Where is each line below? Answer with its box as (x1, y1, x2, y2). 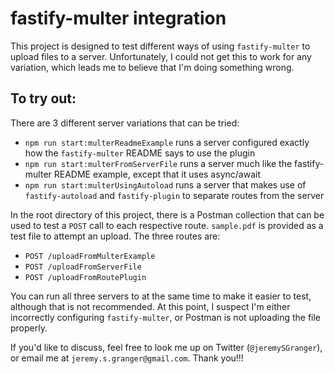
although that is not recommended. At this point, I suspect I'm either (10, 300, 291, 312)
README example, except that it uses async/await (53, 168, 261, 180)
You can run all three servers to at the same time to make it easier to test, (10, 290, 312, 302)
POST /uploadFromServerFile (24, 262, 142, 272)
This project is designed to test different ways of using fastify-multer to (10, 40, 311, 52)
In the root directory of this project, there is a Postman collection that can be (10, 208, 325, 221)
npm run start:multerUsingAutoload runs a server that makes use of (24, 178, 307, 191)
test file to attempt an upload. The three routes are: (10, 230, 221, 242)
